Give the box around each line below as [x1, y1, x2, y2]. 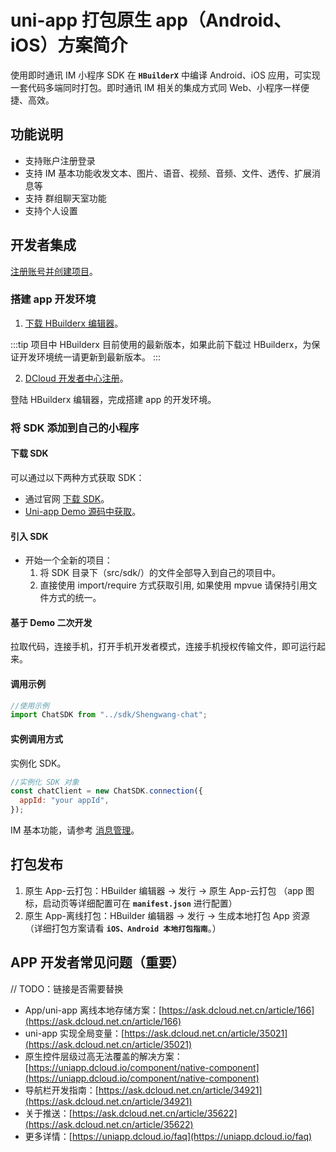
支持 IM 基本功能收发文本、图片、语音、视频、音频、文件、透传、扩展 [24, 167, 313, 179]
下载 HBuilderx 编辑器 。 [24, 317, 124, 329]
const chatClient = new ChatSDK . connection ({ [10, 786, 203, 796]
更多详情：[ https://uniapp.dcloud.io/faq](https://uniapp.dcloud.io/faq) [24, 1130, 313, 1142]
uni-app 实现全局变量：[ [24, 1027, 125, 1039]
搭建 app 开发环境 [10, 292, 97, 306]
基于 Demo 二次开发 [10, 616, 93, 628]
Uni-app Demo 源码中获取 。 [24, 505, 142, 517]
